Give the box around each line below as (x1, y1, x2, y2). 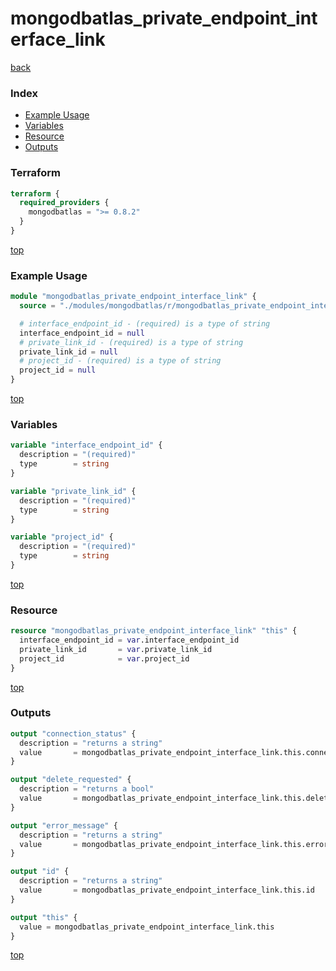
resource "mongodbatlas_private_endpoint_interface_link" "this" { (10, 626, 298, 636)
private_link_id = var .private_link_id (19, 644, 213, 654)
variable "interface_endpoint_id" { (10, 440, 163, 451)
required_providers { (19, 198, 110, 208)
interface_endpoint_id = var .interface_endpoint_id (19, 635, 240, 646)
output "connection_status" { (10, 728, 137, 739)
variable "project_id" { (10, 532, 114, 542)
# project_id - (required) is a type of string (19, 356, 222, 366)
